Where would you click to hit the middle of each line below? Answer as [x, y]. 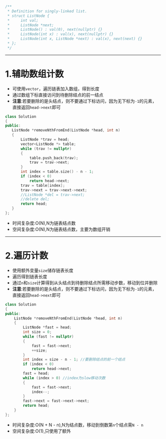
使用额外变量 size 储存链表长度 [43, 270]
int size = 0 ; [37, 332]
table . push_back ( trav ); [54, 158]
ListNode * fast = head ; [47, 328]
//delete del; [35, 199]
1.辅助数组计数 [35, 74]
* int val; [23, 20]
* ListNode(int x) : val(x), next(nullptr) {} [60, 34]
